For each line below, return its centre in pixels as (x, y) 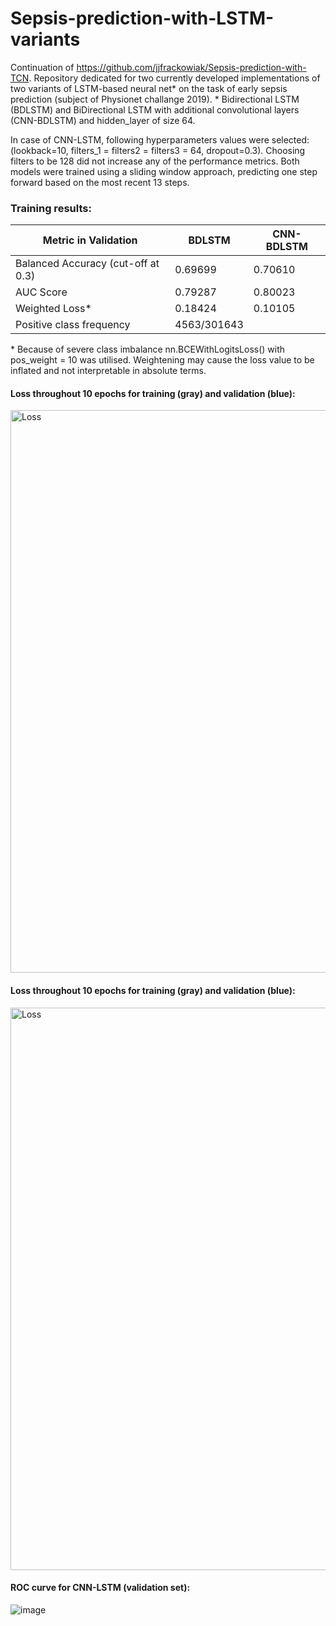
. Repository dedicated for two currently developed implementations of (174, 78)
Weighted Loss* (53, 309)
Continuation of (42, 67)
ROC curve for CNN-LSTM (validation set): (100, 1588)
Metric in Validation (90, 240)
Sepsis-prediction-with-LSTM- (142, 18)
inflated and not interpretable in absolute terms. (108, 371)
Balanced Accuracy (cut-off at (87, 264)
